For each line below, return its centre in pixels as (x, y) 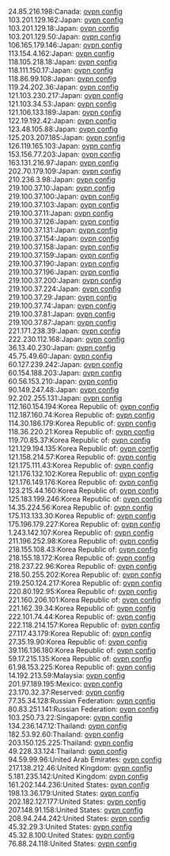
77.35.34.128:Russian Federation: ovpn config (82, 701)
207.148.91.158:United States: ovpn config (76, 810)
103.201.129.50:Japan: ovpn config (64, 36)
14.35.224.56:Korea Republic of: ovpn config (81, 507)
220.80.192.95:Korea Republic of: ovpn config (83, 591)
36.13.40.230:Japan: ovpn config (62, 348)
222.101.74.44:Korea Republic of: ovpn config (82, 617)
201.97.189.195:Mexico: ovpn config (66, 684)
